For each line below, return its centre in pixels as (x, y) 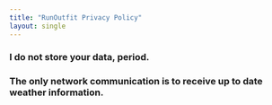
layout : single (38, 26)
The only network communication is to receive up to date (136, 82)
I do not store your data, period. (79, 57)
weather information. (57, 92)
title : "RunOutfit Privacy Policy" (76, 17)
